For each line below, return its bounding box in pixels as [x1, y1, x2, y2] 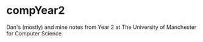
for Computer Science [6, 29, 62, 37]
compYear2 [6, 4, 65, 17]
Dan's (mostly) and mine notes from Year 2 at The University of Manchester [6, 23, 197, 31]
